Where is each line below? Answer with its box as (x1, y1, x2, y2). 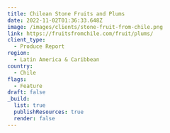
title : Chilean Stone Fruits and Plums (7, 10, 125, 18)
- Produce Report (13, 43, 65, 50)
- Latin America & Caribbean (13, 56, 100, 63)
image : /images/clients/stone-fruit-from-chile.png (7, 23, 163, 30)
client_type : (7, 37, 46, 44)
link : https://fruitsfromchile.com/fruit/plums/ (7, 30, 154, 37)
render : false (13, 115, 55, 122)
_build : (7, 96, 30, 103)
